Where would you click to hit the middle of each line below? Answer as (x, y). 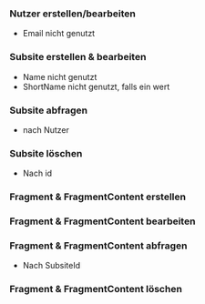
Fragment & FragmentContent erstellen (98, 197)
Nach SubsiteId (51, 266)
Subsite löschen (46, 153)
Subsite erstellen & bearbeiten (78, 57)
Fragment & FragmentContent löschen (96, 289)
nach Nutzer (46, 129)
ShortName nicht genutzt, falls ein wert (96, 86)
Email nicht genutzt (59, 34)
